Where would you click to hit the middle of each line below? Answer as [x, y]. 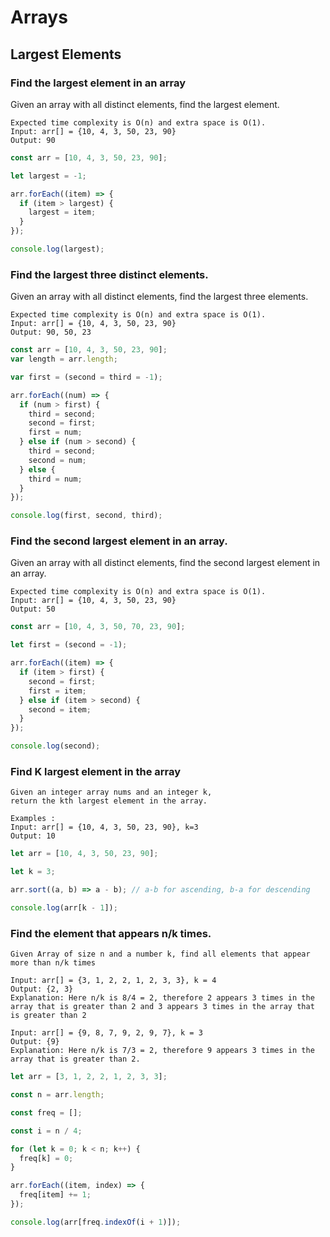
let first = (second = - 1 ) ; [69, 645]
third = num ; [55, 479]
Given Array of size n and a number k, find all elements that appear [160, 954]
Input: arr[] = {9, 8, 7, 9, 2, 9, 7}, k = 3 [106, 1033]
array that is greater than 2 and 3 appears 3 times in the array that [162, 1007]
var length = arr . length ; [64, 359]
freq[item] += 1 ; [55, 1195]
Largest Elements [66, 54]
